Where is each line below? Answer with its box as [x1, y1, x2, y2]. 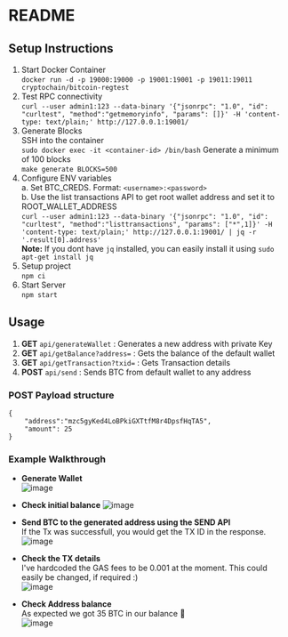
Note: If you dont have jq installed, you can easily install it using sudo [20, 244, 275, 254]
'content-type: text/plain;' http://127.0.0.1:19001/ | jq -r [20, 228, 257, 237]
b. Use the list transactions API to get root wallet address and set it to [20, 192, 275, 202]
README [8, 5, 76, 26]
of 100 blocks [20, 154, 72, 165]
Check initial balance [20, 500, 101, 511]
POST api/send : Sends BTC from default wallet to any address [20, 367, 252, 377]
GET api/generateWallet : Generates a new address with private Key [20, 338, 273, 349]
